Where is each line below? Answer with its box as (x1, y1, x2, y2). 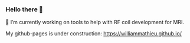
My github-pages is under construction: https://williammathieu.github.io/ (5, 30, 182, 37)
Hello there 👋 (5, 5, 44, 14)
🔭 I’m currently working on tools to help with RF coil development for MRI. (5, 19, 184, 26)
